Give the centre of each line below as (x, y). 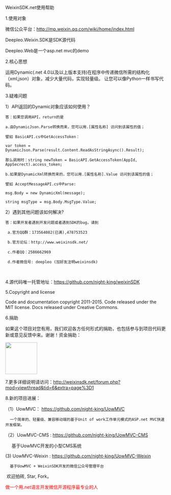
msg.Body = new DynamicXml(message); (45, 193)
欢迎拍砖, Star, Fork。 (29, 476)
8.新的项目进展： (23, 398)
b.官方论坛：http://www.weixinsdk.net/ (48, 242)
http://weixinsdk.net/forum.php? (87, 382)
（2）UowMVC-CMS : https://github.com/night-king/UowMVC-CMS (77, 435)
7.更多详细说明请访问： (29, 382)
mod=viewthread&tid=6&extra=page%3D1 (50, 388)
